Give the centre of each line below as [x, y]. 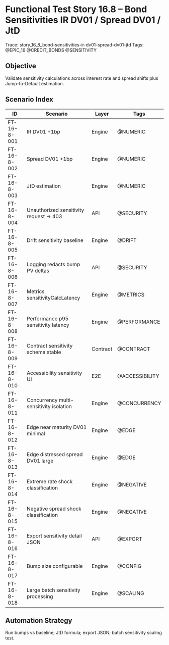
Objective [21, 66]
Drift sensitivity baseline [55, 240]
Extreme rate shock [50, 481]
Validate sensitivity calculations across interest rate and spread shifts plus [82, 78]
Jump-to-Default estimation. [35, 83]
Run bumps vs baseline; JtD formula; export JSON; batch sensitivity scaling [84, 633]
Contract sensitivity [50, 345]
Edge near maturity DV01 [57, 427]
